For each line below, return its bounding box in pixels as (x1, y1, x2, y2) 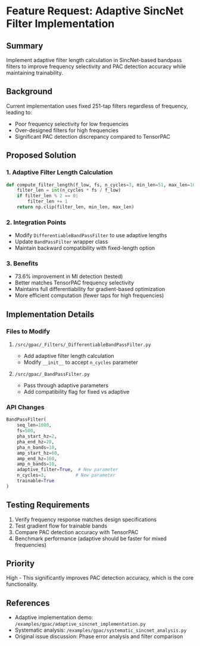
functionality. (6, 581, 39, 588)
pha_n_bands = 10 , (17, 444, 58, 451)
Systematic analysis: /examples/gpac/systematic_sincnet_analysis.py (14, 626, 187, 634)
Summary (6, 41, 43, 51)
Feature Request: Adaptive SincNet (6, 4, 184, 18)
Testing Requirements (6, 500, 90, 510)
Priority (6, 559, 35, 569)
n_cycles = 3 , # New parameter (17, 472, 116, 479)
